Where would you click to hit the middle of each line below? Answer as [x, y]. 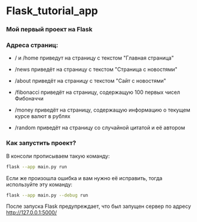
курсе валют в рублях [42, 116]
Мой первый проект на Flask [49, 30]
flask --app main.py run [37, 166]
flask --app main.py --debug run [47, 195]
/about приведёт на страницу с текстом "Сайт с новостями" [90, 81]
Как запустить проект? [41, 143]
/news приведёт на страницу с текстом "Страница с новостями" [96, 70]
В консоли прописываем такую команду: [58, 156]
